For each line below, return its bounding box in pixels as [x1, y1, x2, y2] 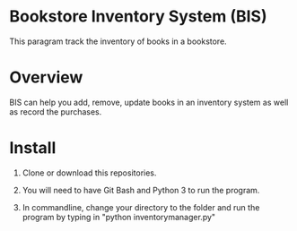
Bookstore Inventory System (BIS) [9, 6, 267, 27]
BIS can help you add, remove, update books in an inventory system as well [9, 97, 289, 107]
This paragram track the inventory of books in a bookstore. [9, 36, 227, 47]
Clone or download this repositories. [22, 167, 157, 178]
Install [9, 138, 57, 158]
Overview [9, 67, 83, 88]
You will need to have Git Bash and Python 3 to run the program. [22, 184, 260, 195]
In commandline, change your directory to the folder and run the [22, 201, 260, 212]
